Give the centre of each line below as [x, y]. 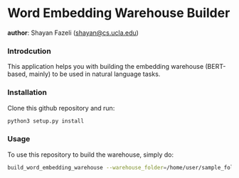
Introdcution [29, 51]
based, [17, 74]
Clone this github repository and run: [61, 108]
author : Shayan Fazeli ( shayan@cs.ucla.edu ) [73, 33]
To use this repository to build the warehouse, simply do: [91, 155]
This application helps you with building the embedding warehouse [106, 67]
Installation [27, 92]
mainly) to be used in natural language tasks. [95, 74]
